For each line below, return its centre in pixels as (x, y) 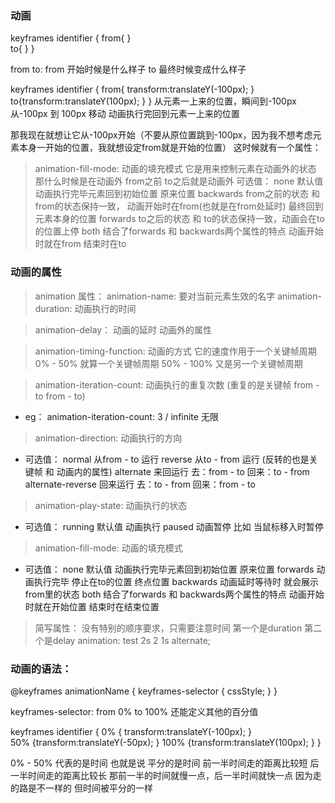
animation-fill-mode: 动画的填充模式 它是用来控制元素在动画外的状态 (175, 169)
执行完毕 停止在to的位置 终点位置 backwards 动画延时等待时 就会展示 (176, 581)
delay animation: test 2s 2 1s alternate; (132, 640)
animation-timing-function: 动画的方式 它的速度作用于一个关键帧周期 (175, 351)
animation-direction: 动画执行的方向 (108, 438)
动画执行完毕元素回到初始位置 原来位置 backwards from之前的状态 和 (177, 194)
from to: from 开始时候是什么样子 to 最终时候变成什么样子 (128, 69)
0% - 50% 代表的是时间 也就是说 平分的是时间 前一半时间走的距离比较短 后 (165, 763)
